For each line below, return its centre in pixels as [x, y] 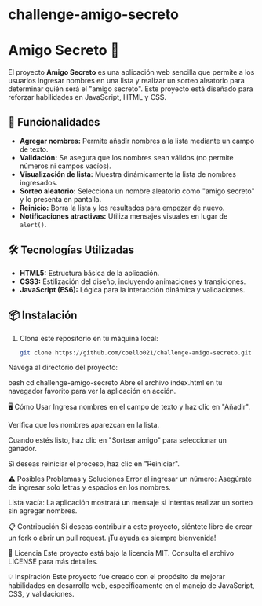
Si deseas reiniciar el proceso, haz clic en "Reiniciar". [94, 464]
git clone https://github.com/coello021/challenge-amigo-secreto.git [136, 353]
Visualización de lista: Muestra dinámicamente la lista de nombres [128, 174]
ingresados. [38, 182]
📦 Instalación [43, 316]
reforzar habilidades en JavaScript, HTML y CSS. [87, 97]
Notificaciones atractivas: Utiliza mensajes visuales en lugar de [124, 216]
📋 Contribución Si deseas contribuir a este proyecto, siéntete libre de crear [130, 527]
